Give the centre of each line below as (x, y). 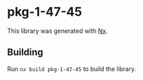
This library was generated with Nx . (57, 31)
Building (25, 52)
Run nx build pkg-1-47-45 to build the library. (71, 68)
